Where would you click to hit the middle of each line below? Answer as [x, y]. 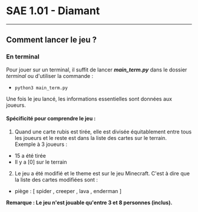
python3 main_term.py [41, 88]
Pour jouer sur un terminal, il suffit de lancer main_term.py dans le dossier [97, 70]
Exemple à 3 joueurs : [41, 144]
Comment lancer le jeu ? [52, 40]
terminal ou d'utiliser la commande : [49, 76]
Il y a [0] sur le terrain [41, 162]
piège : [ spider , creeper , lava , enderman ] [68, 191]
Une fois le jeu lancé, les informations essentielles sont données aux [89, 99]
